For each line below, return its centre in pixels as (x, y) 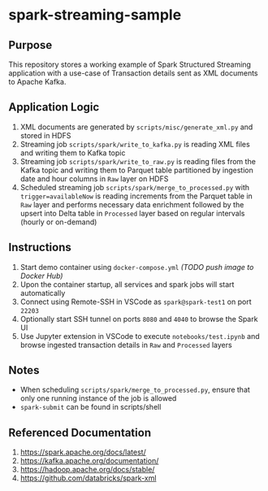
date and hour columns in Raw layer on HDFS (94, 178)
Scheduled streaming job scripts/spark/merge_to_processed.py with (135, 187)
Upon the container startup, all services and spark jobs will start (127, 284)
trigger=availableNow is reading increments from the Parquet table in (136, 196)
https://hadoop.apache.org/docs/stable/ (87, 470)
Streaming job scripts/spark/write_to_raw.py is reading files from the (138, 161)
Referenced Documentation (80, 432)
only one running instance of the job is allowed (98, 398)
